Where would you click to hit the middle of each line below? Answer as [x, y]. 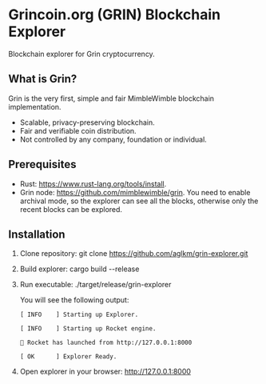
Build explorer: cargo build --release [79, 269]
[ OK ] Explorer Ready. [68, 357]
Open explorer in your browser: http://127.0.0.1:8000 [105, 372]
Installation [37, 234]
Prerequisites [42, 164]
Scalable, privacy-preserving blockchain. [87, 122]
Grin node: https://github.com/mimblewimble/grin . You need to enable [135, 192]
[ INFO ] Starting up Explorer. [79, 315]
